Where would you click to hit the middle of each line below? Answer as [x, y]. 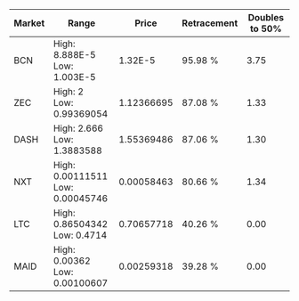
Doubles [266, 17]
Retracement [210, 23]
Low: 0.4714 [80, 235]
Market [29, 23]
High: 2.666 [78, 128]
